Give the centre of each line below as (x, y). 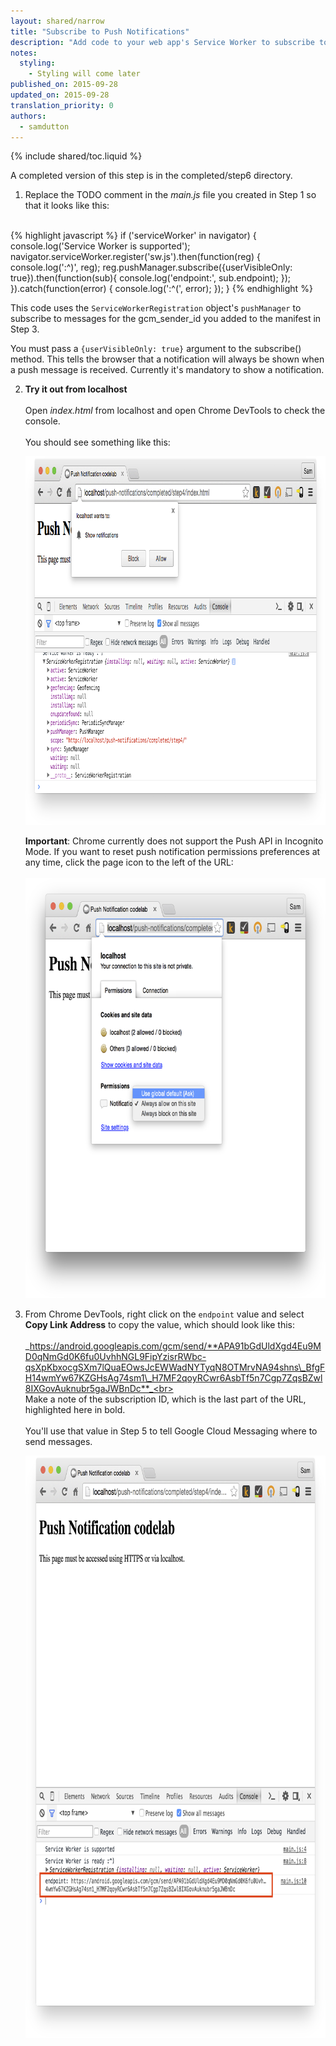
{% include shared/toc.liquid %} (76, 156)
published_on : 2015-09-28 (64, 85)
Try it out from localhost (76, 389)
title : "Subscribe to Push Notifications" (100, 31)
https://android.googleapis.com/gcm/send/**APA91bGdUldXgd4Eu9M (175, 1346)
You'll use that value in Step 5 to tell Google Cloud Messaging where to (171, 1431)
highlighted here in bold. (75, 1410)
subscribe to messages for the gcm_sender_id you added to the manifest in (166, 319)
